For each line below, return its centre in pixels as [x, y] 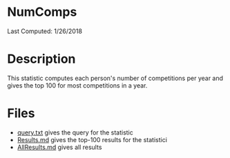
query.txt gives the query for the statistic [75, 132]
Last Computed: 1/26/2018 [45, 31]
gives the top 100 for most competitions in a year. [77, 85]
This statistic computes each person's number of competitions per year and [115, 78]
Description [41, 59]
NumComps [42, 12]
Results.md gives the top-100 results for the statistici [92, 139]
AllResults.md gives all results [59, 147]
